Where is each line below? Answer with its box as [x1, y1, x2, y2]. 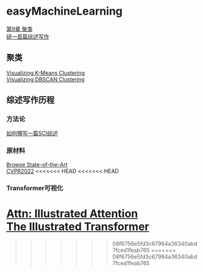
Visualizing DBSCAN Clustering [6, 75, 85, 83]
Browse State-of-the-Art [6, 161, 68, 168]
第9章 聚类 [6, 25, 33, 32]
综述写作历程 [6, 95, 55, 105]
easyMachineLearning [6, 4, 123, 18]
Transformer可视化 [6, 183, 63, 192]
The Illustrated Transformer [6, 219, 149, 233]
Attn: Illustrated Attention [6, 207, 138, 221]
